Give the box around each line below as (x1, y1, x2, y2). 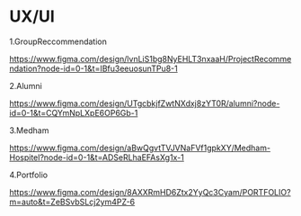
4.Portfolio (9, 169, 48, 180)
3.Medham (9, 124, 49, 136)
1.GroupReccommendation (9, 36, 108, 47)
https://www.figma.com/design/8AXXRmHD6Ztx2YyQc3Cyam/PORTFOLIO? (9, 186, 291, 197)
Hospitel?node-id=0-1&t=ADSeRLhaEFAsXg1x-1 (9, 151, 184, 163)
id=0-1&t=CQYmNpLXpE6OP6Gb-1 (9, 107, 138, 118)
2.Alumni (9, 80, 42, 91)
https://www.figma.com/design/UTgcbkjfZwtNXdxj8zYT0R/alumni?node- (9, 97, 280, 109)
